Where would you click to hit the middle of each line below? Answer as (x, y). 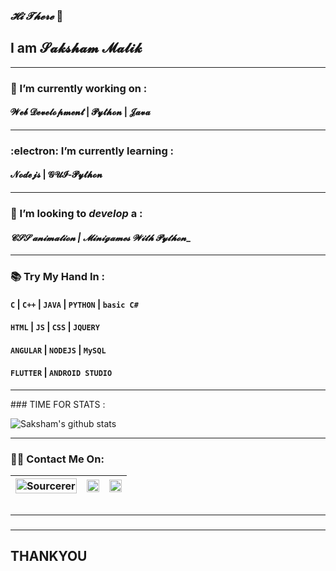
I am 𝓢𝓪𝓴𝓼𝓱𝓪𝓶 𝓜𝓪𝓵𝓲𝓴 (76, 48)
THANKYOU (49, 556)
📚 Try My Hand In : (58, 277)
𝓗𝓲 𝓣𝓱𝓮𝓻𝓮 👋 (37, 16)
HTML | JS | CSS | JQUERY (55, 327)
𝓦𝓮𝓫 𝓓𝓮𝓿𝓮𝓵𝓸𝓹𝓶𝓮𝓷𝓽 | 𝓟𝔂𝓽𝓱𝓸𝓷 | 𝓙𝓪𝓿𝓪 (80, 112)
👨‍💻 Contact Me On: (57, 459)
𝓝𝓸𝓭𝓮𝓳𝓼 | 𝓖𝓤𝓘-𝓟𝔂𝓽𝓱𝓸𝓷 (56, 175)
